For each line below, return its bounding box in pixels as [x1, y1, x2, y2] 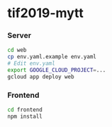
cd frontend [7, 106, 43, 113]
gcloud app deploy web [7, 73, 74, 80]
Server [7, 31, 32, 41]
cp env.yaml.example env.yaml [7, 54, 97, 61]
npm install [7, 113, 43, 121]
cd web [7, 46, 27, 54]
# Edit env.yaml [7, 60, 55, 67]
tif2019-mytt [7, 5, 84, 21]
